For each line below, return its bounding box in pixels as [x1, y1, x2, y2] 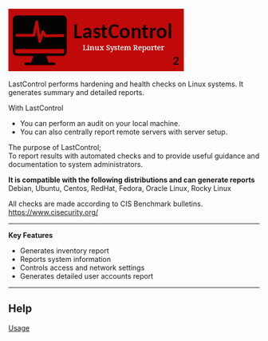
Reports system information [19, 255, 112, 264]
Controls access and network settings [19, 263, 145, 272]
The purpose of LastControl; [8, 143, 101, 152]
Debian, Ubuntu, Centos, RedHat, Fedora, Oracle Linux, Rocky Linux [8, 184, 231, 192]
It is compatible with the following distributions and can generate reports [8, 175, 255, 184]
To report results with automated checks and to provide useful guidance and [8, 151, 260, 161]
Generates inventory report [19, 246, 109, 256]
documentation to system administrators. [8, 160, 144, 169]
